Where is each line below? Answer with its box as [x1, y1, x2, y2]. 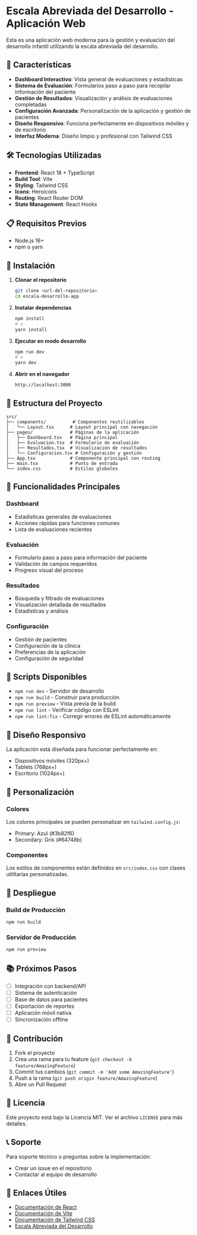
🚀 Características [6, 60, 72, 70]
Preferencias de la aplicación [14, 648, 86, 655]
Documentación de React [14, 1204, 77, 1211]
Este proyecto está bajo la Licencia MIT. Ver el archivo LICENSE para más [6, 1113, 183, 1121]
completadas [14, 101, 47, 108]
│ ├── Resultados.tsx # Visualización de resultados [6, 445, 147, 451]
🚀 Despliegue [6, 888, 56, 898]
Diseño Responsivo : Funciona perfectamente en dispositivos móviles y [14, 120, 189, 127]
